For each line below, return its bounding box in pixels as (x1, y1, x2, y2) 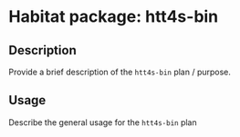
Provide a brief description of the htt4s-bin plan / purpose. (8, 66, 232, 77)
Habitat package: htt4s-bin (8, 6, 219, 27)
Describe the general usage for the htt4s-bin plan (8, 116, 197, 128)
